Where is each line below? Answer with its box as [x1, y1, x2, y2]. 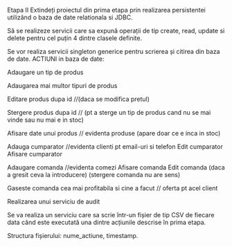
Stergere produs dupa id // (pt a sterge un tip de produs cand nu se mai [7, 109, 211, 116]
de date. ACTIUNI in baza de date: [7, 55, 105, 63]
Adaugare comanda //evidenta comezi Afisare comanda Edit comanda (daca [7, 163, 225, 172]
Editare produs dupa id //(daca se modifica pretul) [7, 95, 150, 103]
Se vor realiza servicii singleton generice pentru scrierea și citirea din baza [7, 48, 220, 55]
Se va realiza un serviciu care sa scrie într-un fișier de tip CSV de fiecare [7, 211, 215, 219]
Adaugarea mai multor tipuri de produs [7, 82, 118, 89]
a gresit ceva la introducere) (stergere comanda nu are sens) [7, 171, 181, 179]
